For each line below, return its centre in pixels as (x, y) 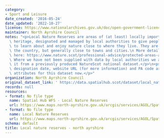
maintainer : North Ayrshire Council (42, 32)
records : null (20, 87)
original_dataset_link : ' (31, 82)
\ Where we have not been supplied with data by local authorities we (83, 60)
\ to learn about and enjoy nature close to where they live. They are (84, 46)
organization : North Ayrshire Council (44, 78)
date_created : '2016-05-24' (34, 19)
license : (14, 28)
